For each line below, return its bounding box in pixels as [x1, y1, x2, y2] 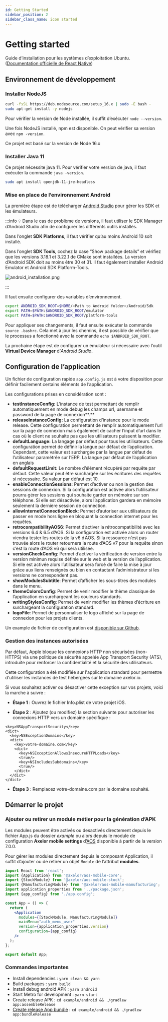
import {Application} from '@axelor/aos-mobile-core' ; [5, 873, 122, 878]
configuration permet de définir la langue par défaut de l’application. [12, 443, 154, 450]
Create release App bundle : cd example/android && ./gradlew [12, 1006, 141, 1012]
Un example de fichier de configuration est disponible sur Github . [5, 624, 140, 630]
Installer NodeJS [5, 90, 47, 97]
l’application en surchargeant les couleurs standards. [12, 593, 122, 600]
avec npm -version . [5, 131, 45, 137]
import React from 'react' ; [5, 868, 64, 873]
